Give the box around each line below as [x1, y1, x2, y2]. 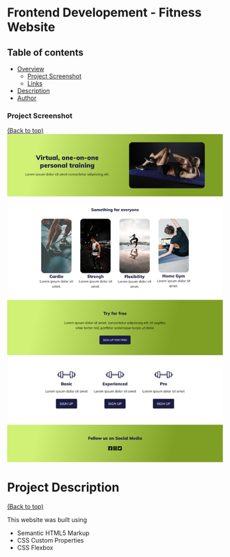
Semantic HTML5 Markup [16, 529, 90, 537]
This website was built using [7, 515, 88, 523]
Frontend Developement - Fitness [7, 5, 202, 21]
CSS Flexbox [16, 543, 53, 552]
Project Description [7, 480, 120, 495]
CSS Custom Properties [16, 536, 84, 544]
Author [16, 94, 37, 102]
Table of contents [7, 47, 84, 58]
